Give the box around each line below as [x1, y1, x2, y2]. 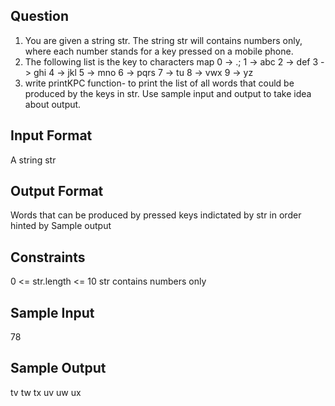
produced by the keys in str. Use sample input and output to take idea [24, 87, 312, 99]
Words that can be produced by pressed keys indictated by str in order [10, 209, 302, 221]
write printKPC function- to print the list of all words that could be [24, 77, 295, 89]
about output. [24, 98, 82, 110]
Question [10, 8, 69, 25]
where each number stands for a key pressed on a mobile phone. [24, 45, 294, 57]
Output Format [10, 183, 104, 200]
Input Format [10, 127, 93, 144]
